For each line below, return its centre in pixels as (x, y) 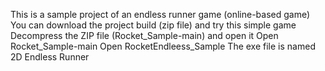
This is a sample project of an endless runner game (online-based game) (160, 14)
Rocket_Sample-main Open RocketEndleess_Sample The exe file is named (163, 46)
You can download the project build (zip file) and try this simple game (153, 25)
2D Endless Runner (50, 57)
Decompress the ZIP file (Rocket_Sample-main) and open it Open (144, 35)
